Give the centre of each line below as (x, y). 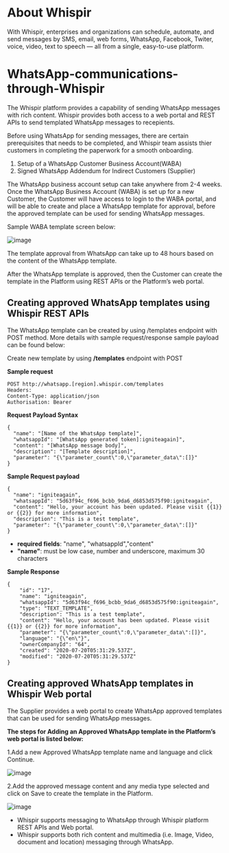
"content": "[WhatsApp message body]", (70, 445)
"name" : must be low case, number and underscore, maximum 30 (111, 551)
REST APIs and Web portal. (55, 827)
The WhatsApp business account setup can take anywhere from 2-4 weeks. (115, 184)
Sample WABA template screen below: (61, 226)
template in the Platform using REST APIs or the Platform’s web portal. (106, 281)
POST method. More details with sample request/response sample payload (113, 337)
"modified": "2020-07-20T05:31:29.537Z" (78, 656)
